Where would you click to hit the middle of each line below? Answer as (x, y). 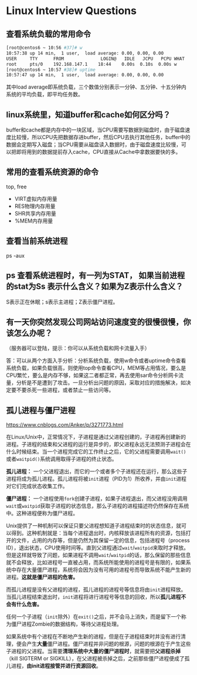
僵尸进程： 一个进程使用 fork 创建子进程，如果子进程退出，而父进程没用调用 (97, 499)
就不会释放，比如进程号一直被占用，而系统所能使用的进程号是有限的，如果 (96, 562)
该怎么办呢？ (29, 333)
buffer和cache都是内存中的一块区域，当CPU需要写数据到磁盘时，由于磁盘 (96, 130)
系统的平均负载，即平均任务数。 (45, 95)
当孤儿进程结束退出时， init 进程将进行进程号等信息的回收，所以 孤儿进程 (94, 597)
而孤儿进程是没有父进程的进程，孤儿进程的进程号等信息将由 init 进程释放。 (96, 590)
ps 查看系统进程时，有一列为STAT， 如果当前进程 (96, 276)
